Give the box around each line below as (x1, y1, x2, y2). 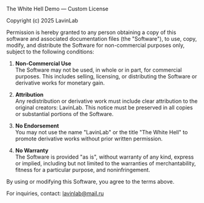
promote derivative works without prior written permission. (15, 135, 163, 142)
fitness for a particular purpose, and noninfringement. (15, 167, 150, 173)
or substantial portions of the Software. (15, 111, 114, 117)
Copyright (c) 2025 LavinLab (6, 17, 79, 24)
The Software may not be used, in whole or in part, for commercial (15, 66, 182, 74)
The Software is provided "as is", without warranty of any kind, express (15, 153, 194, 160)
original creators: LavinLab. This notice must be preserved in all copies (15, 104, 193, 111)
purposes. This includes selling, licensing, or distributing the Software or (15, 73, 197, 80)
